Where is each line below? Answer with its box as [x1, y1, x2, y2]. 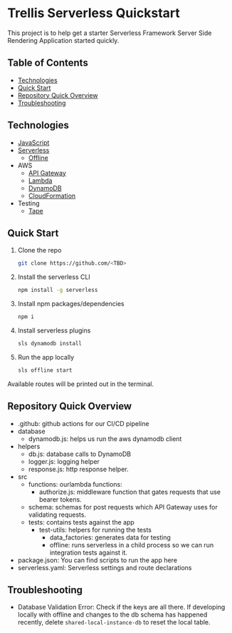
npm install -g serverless [17, 287, 98, 294]
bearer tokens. [38, 495, 82, 504]
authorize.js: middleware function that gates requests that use [38, 487, 221, 496]
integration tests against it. [49, 548, 128, 557]
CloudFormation [28, 191, 76, 200]
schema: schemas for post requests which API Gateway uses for [28, 502, 218, 511]
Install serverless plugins [17, 326, 91, 335]
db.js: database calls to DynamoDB [28, 450, 132, 458]
